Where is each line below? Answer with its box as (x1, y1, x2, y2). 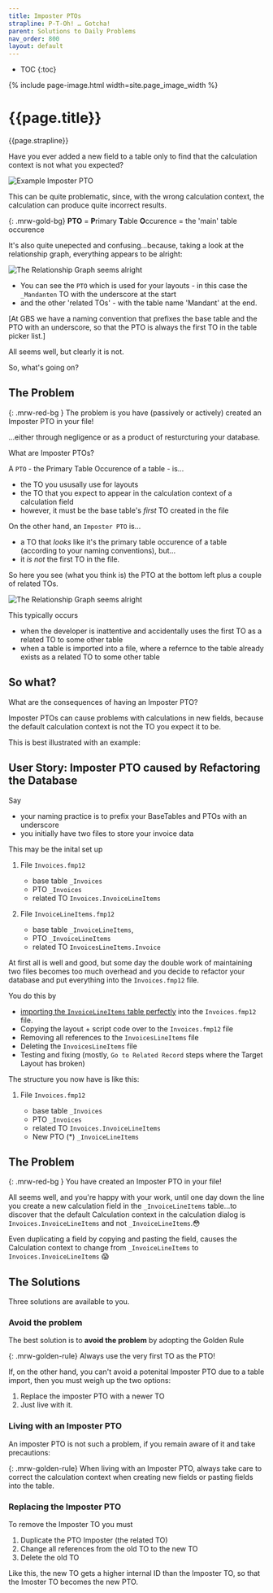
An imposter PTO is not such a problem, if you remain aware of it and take (8, 1438, 256, 1449)
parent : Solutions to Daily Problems (8, 27, 136, 35)
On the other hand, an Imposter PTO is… (8, 521, 141, 531)
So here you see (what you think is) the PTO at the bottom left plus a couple (8, 570, 262, 580)
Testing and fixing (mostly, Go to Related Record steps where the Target (19, 1049, 263, 1059)
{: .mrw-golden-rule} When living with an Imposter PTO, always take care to (8, 1463, 262, 1473)
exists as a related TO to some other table (19, 652, 160, 662)
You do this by (8, 991, 57, 1000)
